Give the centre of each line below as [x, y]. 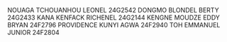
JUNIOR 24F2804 [34, 32]
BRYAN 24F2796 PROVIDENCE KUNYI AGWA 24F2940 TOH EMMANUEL [114, 25]
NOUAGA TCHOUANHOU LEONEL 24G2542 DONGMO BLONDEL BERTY [113, 10]
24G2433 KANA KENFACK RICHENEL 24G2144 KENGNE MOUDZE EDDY [113, 17]
